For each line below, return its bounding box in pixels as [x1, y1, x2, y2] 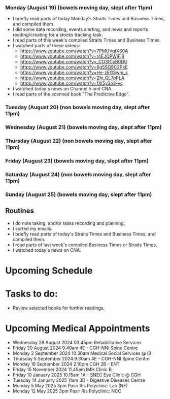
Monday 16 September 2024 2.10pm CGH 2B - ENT [12, 361, 120, 367]
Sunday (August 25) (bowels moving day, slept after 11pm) [5, 191, 152, 198]
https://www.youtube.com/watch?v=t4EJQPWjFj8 [20, 53, 124, 59]
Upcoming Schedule [5, 264, 93, 276]
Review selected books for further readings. [12, 305, 105, 311]
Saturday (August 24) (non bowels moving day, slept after [5, 171, 151, 178]
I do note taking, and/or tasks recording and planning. [12, 220, 125, 226]
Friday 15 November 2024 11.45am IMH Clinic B [12, 366, 112, 372]
